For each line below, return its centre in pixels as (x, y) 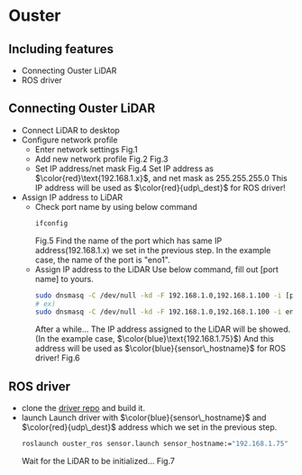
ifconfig (51, 223)
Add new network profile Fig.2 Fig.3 (101, 159)
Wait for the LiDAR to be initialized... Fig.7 (98, 461)
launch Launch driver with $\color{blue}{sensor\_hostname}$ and (144, 418)
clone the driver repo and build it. (83, 408)
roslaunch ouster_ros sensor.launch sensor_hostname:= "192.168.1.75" (155, 444)
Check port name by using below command (116, 206)
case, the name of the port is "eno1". (102, 260)
